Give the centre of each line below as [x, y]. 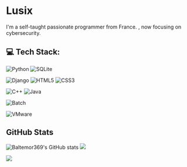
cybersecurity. [23, 33]
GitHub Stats [30, 132]
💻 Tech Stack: [33, 52]
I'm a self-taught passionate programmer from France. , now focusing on [94, 27]
